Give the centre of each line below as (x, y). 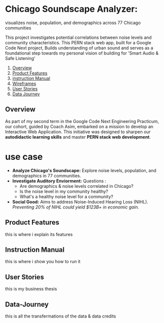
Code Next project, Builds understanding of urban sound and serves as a (79, 48)
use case (24, 157)
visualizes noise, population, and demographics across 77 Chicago (73, 23)
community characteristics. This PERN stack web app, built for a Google (78, 42)
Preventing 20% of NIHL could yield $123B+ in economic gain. (76, 207)
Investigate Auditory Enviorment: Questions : (59, 181)
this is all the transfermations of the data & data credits (61, 316)
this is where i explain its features (39, 234)
